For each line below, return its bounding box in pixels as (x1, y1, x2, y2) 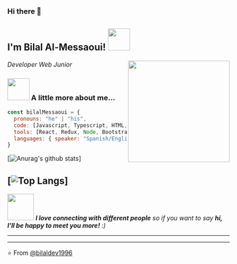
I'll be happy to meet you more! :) (7, 222, 106, 230)
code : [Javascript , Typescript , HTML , (13, 121, 128, 129)
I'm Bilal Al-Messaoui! (7, 42, 107, 54)
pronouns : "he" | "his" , (13, 115, 87, 122)
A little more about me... (30, 92, 116, 102)
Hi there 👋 (7, 6, 42, 16)
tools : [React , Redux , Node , (13, 128, 99, 136)
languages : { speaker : (13, 135, 80, 142)
